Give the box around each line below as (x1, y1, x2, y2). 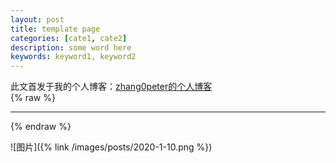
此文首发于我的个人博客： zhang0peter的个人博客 (10, 81, 213, 93)
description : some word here (10, 42, 132, 53)
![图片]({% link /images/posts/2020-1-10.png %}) (10, 141, 213, 153)
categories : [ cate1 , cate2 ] (10, 33, 128, 43)
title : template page (10, 24, 101, 34)
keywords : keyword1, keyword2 (10, 52, 137, 62)
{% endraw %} (10, 121, 72, 133)
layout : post (10, 14, 65, 25)
